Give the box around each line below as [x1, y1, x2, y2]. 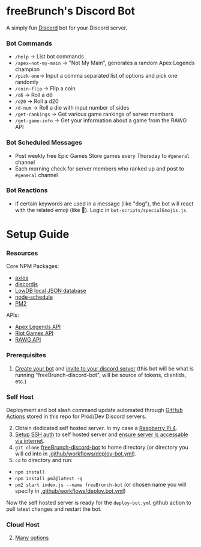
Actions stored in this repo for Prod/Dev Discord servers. [6, 413, 147, 420]
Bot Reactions [6, 186, 48, 195]
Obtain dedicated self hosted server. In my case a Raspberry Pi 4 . [14, 424, 178, 431]
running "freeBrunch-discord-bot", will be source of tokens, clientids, [14, 371, 187, 378]
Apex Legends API [14, 324, 61, 331]
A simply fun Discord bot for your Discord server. [6, 24, 128, 31]
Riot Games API [14, 330, 54, 337]
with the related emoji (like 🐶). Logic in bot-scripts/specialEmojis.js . [14, 206, 188, 213]
